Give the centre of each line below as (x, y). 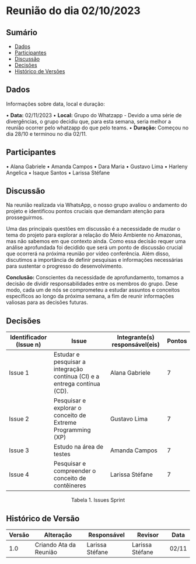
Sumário (22, 33)
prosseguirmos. (25, 217)
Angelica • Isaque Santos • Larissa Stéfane (58, 172)
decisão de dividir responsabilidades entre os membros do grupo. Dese (92, 284)
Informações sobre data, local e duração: (55, 104)
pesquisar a (69, 362)
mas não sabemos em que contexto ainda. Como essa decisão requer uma (96, 241)
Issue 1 (19, 373)
